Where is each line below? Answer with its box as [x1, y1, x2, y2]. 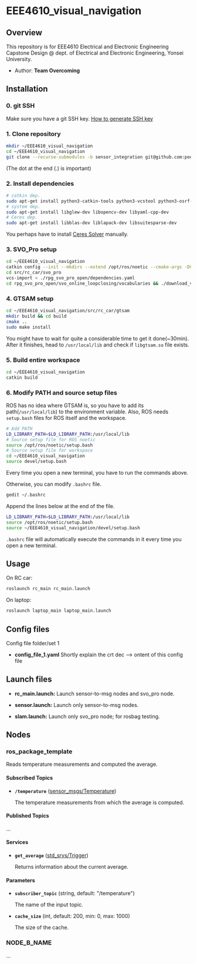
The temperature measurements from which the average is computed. [14, 799, 185, 806]
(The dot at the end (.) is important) [6, 165, 91, 172]
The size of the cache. [14, 924, 69, 931]
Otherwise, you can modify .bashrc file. [6, 481, 101, 488]
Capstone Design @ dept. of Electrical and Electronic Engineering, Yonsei [6, 49, 184, 56]
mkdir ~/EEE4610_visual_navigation [6, 143, 93, 149]
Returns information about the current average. [14, 863, 129, 870]
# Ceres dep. [6, 215, 38, 221]
